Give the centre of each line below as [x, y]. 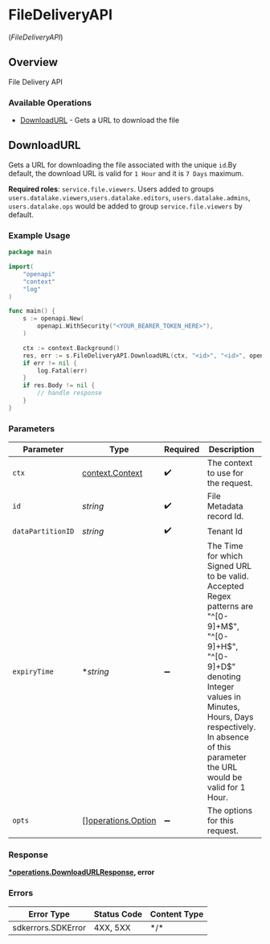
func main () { [32, 311]
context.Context [112, 473]
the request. [230, 483]
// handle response [70, 393]
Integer [221, 687]
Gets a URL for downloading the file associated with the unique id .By [123, 165]
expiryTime [33, 672]
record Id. [226, 517]
